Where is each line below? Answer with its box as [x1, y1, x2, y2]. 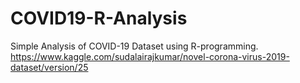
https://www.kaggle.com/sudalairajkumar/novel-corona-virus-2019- [10, 50, 290, 62]
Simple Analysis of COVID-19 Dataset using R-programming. [10, 40, 259, 52]
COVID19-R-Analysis [10, 7, 188, 30]
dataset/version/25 [10, 61, 89, 73]
